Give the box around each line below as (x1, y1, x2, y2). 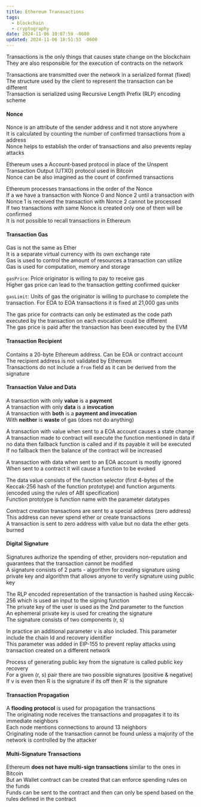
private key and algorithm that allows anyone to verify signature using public (6, 572, 194, 580)
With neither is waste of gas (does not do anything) (6, 416, 135, 423)
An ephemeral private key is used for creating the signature (6, 610, 153, 617)
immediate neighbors (6, 718, 59, 725)
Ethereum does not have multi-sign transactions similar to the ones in (6, 763, 181, 771)
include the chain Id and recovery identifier (6, 634, 112, 641)
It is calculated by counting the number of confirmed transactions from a (6, 130, 185, 137)
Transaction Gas (6, 230, 48, 238)
